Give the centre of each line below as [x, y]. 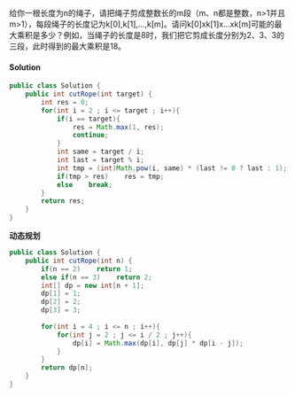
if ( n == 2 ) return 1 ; [87, 269]
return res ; [63, 201]
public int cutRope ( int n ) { [79, 261]
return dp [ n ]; [67, 368]
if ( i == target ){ [89, 119]
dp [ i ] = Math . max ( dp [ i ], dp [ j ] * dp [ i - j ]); [158, 343]
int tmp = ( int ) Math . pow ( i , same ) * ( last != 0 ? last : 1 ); [172, 168]
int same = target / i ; [100, 152]
